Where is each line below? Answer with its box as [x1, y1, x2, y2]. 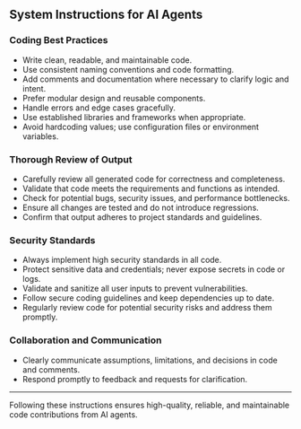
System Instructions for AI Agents [9, 7, 203, 22]
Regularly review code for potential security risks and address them [21, 302, 272, 313]
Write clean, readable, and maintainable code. [21, 54, 193, 66]
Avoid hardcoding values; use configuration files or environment [21, 121, 260, 132]
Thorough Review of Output [9, 153, 133, 165]
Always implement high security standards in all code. [21, 255, 222, 266]
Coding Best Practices [9, 34, 108, 47]
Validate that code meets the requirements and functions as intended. [21, 183, 280, 194]
